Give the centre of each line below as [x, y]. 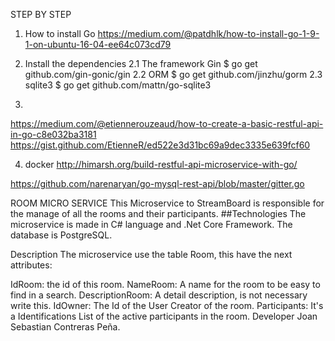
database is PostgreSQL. [61, 235]
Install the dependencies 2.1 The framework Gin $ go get [141, 63]
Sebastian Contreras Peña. [65, 327]
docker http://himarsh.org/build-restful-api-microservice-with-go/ [161, 164]
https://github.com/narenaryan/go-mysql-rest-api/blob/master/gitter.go [157, 183]
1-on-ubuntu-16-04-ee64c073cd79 [98, 44]
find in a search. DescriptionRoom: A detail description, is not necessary [159, 295]
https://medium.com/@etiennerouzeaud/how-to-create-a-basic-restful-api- [167, 123]
